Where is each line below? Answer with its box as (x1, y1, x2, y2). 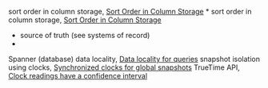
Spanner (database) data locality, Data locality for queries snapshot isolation (8, 55, 260, 63)
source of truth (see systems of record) (19, 31, 150, 40)
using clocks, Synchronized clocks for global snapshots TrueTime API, (8, 63, 240, 72)
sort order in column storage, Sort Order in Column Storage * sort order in (8, 7, 252, 16)
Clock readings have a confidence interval (8, 71, 148, 80)
